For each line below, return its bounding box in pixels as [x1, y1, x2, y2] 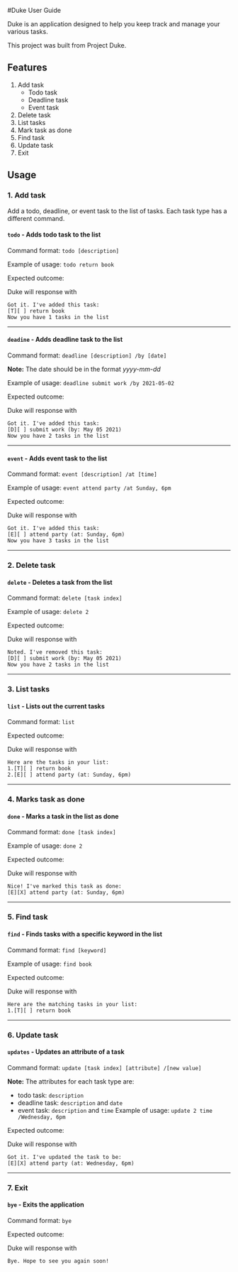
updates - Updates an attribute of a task [7, 1047, 125, 1056]
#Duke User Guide [7, 6, 62, 14]
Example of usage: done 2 [7, 841, 83, 850]
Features [7, 62, 47, 74]
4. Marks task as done [7, 794, 85, 804]
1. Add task [7, 190, 46, 200]
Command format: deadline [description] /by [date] [7, 351, 167, 360]
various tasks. [7, 28, 48, 36]
